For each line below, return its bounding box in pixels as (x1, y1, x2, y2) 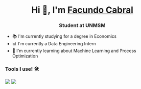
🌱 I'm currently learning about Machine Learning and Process (12, 48, 136, 54)
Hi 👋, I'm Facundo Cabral (31, 4, 134, 16)
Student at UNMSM (59, 22, 106, 29)
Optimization (12, 53, 38, 59)
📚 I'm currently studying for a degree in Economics (12, 33, 117, 39)
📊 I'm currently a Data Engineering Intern (12, 41, 96, 47)
